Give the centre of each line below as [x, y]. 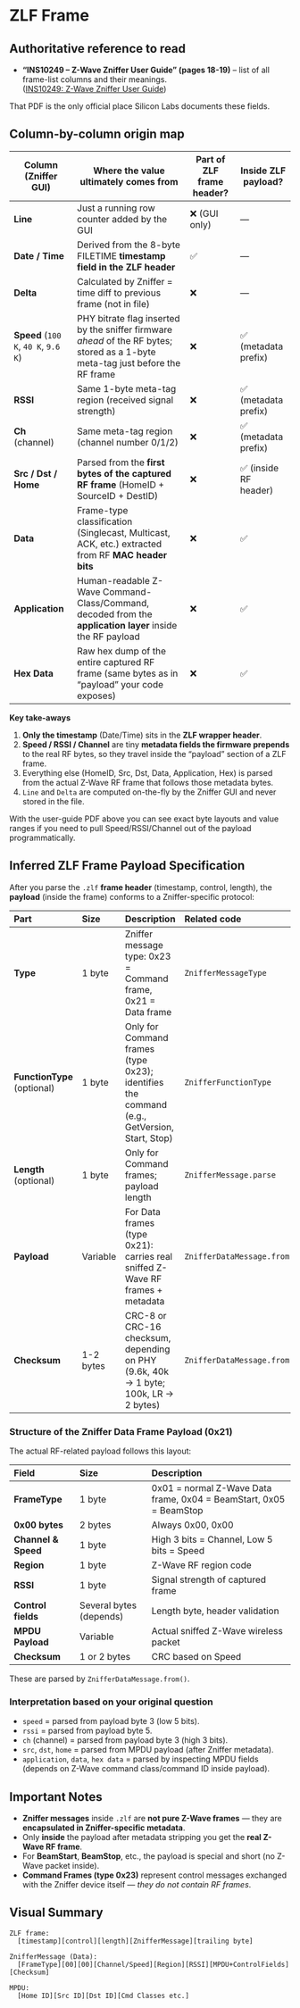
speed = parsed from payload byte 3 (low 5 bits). [111, 1721]
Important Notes [56, 1797]
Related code [213, 919]
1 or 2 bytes [105, 1656]
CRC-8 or [146, 1315]
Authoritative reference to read [97, 49]
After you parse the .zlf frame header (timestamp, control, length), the [141, 887]
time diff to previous [119, 293]
